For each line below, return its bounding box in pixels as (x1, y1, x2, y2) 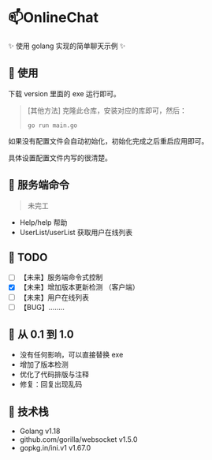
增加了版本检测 (19, 360, 69, 369)
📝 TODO (8, 250, 48, 264)
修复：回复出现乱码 (19, 380, 83, 389)
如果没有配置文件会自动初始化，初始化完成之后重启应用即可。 (8, 136, 209, 145)
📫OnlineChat (8, 9, 99, 27)
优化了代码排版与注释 (19, 370, 89, 380)
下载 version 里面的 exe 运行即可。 (8, 88, 121, 98)
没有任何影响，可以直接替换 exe (19, 350, 124, 360)
